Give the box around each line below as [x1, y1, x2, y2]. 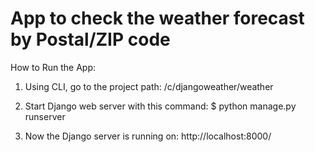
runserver [24, 110, 66, 122]
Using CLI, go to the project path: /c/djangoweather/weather [24, 80, 274, 92]
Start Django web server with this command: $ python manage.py [24, 100, 297, 112]
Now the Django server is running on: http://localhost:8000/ [24, 130, 272, 142]
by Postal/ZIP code [10, 28, 171, 51]
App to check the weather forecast [10, 7, 305, 30]
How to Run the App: [10, 61, 97, 73]
